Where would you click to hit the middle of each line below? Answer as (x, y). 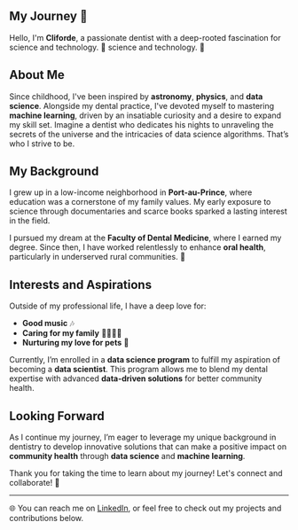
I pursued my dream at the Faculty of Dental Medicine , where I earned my (145, 238)
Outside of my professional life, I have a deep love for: (108, 306)
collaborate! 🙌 (35, 483)
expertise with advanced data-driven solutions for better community (136, 378)
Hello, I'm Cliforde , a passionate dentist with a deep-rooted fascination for (145, 37)
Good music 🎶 (48, 323)
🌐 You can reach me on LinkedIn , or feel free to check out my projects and (145, 508)
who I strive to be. (42, 144)
